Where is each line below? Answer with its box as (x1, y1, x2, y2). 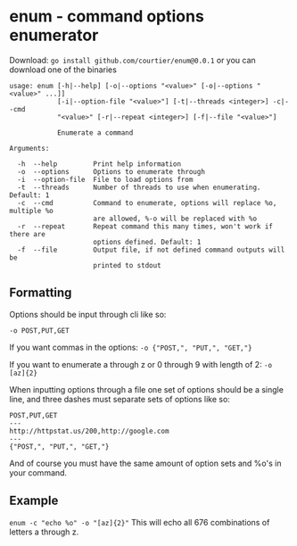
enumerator (9, 25, 99, 45)
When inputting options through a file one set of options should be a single (9, 384, 284, 394)
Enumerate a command (56, 128, 134, 137)
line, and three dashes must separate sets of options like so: (9, 393, 230, 404)
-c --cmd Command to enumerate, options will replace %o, (17, 198, 277, 207)
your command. (9, 467, 68, 478)
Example (9, 493, 59, 509)
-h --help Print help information (17, 159, 181, 169)
